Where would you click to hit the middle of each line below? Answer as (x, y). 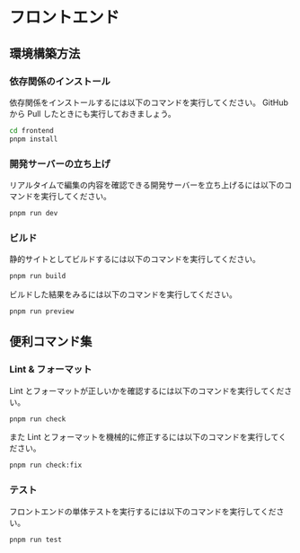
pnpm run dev (34, 213)
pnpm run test (36, 540)
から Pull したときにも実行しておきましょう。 (93, 113)
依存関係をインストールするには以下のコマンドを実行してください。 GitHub (149, 102)
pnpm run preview (42, 311)
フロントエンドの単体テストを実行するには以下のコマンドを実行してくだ (143, 511)
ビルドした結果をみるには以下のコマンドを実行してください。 (124, 294)
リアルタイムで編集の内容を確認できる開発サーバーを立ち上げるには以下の (147, 185)
